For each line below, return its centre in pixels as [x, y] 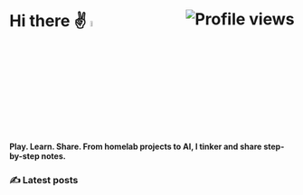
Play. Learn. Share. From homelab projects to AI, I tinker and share [136, 147]
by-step [24, 156]
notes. [53, 156]
